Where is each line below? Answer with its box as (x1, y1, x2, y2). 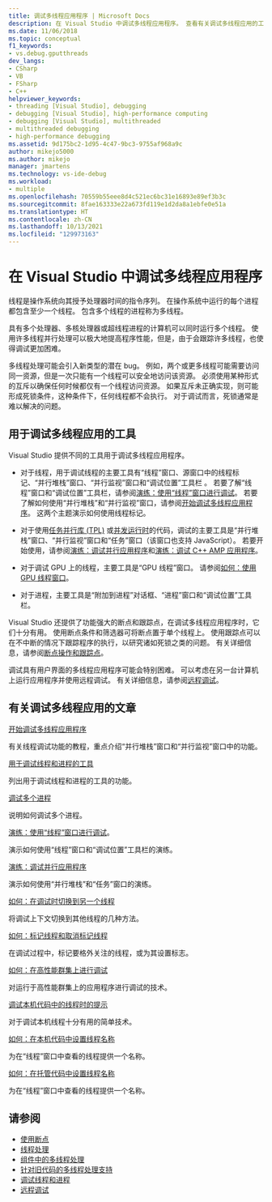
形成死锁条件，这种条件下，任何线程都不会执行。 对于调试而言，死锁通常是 (8, 390, 259, 401)
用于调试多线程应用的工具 (8, 427, 136, 441)
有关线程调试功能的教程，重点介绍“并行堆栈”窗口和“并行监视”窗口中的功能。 (8, 741, 262, 751)
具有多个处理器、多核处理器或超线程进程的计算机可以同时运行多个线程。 (8, 323, 249, 333)
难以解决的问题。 (8, 401, 66, 411)
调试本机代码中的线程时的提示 (8, 1000, 108, 1009)
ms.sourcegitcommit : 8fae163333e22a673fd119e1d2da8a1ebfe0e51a (8, 200, 227, 208)
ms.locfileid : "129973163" (8, 230, 100, 239)
